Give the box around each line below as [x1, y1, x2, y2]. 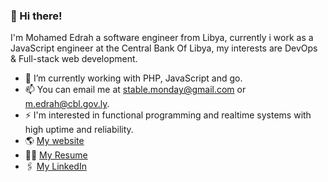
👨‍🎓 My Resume [24, 149, 88, 161]
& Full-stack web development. [10, 53, 138, 65]
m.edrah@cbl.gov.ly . [24, 98, 110, 110]
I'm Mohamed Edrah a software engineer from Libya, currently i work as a [10, 32, 314, 44]
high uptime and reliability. [24, 124, 134, 136]
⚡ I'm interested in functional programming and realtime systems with [24, 109, 312, 121]
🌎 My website [24, 135, 85, 147]
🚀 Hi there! [10, 9, 63, 23]
